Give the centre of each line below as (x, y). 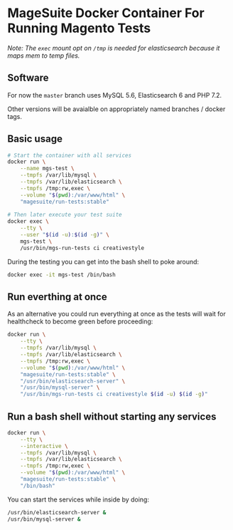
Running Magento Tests (79, 28)
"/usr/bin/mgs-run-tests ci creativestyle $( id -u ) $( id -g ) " (114, 394)
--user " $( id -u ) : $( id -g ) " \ (65, 235)
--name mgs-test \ (47, 169)
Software (28, 78)
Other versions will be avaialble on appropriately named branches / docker (116, 109)
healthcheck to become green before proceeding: (80, 321)
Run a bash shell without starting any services (112, 416)
